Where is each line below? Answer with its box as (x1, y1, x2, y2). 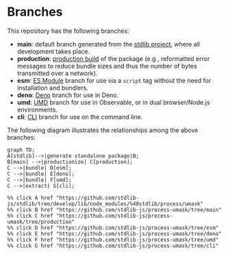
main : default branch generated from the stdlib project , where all (16, 40, 201, 48)
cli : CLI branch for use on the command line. (16, 112, 143, 120)
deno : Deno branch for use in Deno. (16, 90, 119, 99)
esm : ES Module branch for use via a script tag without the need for (16, 76, 211, 84)
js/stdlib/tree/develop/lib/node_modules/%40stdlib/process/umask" (7, 200, 204, 207)
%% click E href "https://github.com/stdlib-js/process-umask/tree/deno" (7, 230, 223, 237)
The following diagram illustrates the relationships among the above (7, 126, 199, 134)
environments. (16, 105, 58, 114)
